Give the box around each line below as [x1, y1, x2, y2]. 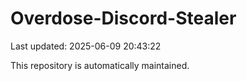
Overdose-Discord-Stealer [10, 7, 237, 30]
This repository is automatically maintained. [10, 59, 190, 71]
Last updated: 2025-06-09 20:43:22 [10, 40, 162, 52]
